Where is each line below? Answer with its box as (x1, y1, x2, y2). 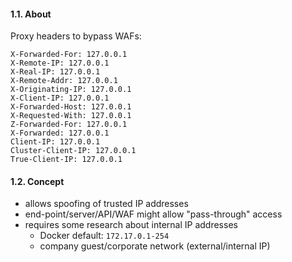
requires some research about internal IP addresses (24, 219, 238, 231)
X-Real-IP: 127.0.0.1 (10, 67, 101, 77)
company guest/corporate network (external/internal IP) (39, 240, 271, 252)
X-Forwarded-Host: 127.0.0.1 (10, 102, 132, 112)
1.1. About (10, 8, 52, 20)
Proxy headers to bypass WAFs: (10, 30, 142, 42)
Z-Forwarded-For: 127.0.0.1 (10, 120, 128, 130)
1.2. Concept (10, 175, 65, 187)
